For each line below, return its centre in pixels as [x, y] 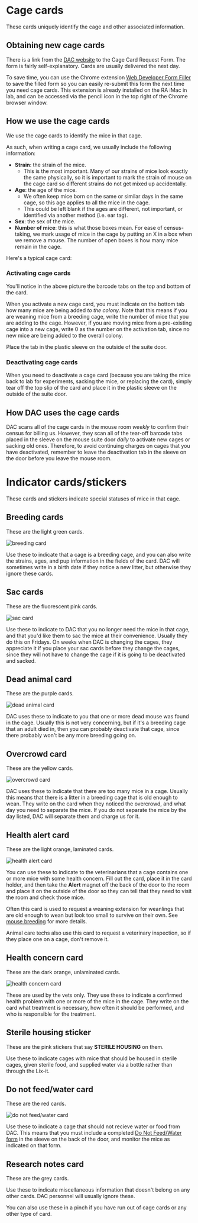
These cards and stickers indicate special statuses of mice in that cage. [93, 499]
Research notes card [45, 1164]
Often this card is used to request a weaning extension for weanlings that [95, 909]
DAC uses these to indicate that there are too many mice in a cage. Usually [97, 791]
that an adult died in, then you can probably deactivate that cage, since [93, 729]
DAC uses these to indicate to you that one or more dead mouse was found [98, 717]
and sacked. [21, 660]
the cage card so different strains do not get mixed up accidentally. [105, 184]
